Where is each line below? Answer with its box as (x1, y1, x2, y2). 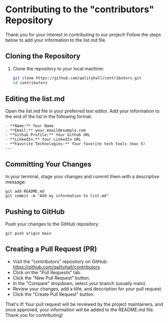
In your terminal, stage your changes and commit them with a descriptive (5, 174, 160, 180)
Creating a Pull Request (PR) (5, 245, 97, 254)
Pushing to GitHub (5, 207, 65, 216)
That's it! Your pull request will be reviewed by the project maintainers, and (5, 301, 163, 307)
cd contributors (12, 80, 48, 85)
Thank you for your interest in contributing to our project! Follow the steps (5, 31, 161, 37)
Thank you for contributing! (5, 312, 63, 318)
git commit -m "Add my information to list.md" (5, 194, 109, 199)
